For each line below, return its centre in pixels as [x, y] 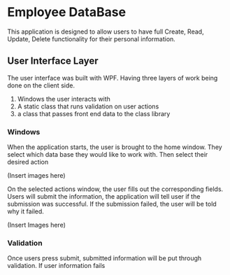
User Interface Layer [53, 61]
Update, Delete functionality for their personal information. [92, 38]
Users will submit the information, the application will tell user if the [104, 197]
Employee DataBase [67, 12]
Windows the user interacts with [64, 99]
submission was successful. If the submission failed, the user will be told [112, 204]
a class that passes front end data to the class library [94, 113]
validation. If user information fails [56, 266]
